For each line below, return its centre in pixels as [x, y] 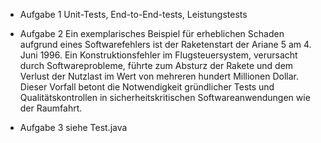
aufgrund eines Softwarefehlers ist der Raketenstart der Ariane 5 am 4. [165, 44]
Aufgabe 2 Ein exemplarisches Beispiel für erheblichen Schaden [152, 33]
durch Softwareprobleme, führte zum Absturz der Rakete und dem [156, 65]
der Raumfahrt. [51, 108]
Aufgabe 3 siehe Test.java [73, 127]
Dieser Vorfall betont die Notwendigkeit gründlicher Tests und [147, 87]
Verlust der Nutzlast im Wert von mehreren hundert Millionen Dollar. [159, 76]
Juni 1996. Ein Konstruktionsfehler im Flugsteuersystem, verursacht [158, 55]
